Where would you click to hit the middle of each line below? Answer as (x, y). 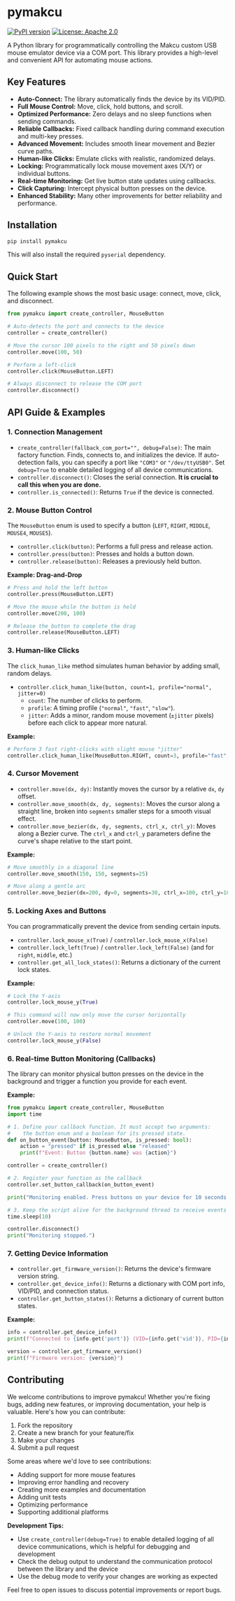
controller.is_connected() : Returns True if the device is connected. (116, 492)
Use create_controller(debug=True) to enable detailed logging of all (116, 1539)
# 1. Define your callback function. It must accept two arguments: (109, 1127)
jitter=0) (32, 693)
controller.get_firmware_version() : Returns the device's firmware (114, 1269)
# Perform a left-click (42, 365)
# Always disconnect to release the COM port (74, 384)
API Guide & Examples (56, 412)
